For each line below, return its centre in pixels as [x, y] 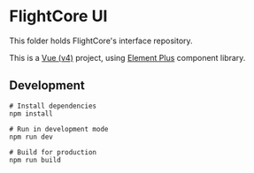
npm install [31, 113]
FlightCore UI [58, 16]
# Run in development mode [59, 129]
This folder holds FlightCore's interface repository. [101, 41]
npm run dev [31, 137]
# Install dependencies [53, 106]
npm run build [35, 160]
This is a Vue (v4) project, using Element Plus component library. [127, 57]
